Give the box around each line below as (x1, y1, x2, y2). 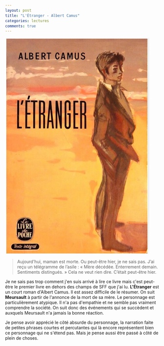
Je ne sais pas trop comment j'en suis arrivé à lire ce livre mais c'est (5, 279, 143, 285)
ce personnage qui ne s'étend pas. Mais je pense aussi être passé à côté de (5, 330, 159, 336)
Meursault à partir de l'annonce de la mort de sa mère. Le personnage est (5, 294, 155, 300)
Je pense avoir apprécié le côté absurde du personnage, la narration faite (5, 319, 153, 325)
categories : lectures (5, 18, 49, 23)
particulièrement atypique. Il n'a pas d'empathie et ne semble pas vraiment (5, 300, 156, 306)
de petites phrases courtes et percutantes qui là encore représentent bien (5, 325, 154, 331)
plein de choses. (5, 335, 39, 341)
